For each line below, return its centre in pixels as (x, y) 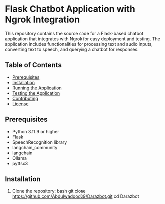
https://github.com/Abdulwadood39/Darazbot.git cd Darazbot (76, 196)
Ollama (20, 158)
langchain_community (35, 147)
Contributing (25, 98)
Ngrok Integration (42, 20)
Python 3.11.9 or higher (36, 131)
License (20, 104)
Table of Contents (34, 65)
